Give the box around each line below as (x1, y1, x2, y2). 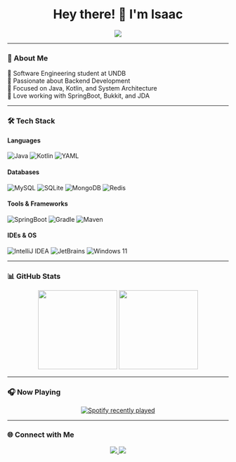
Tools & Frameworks (7, 199, 68, 208)
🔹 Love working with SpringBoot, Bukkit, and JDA (7, 91, 150, 100)
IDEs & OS (7, 231, 37, 239)
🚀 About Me (7, 53, 48, 62)
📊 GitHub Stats (7, 271, 61, 281)
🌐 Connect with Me (7, 430, 75, 440)
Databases (7, 168, 40, 176)
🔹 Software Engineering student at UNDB (7, 70, 126, 78)
